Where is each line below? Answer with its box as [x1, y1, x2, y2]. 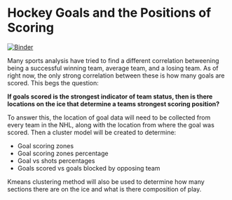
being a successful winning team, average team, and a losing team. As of [7, 64, 219, 72]
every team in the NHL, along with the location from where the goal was [7, 120, 215, 129]
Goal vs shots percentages [17, 156, 95, 165]
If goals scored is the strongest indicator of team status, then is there [7, 92, 213, 101]
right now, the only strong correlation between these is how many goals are [7, 71, 226, 80]
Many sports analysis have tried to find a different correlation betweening [7, 56, 219, 64]
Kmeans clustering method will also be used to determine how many [7, 177, 205, 186]
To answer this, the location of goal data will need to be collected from [7, 113, 211, 122]
